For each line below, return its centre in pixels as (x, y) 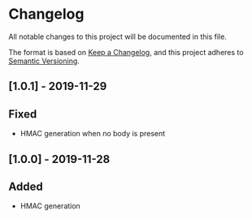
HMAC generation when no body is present (93, 134)
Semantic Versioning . (44, 61)
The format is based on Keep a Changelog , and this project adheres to (126, 52)
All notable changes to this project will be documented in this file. (118, 36)
